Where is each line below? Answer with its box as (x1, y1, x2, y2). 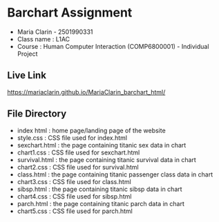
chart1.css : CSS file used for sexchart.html (17, 148, 140, 157)
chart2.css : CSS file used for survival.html (17, 163, 140, 171)
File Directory (7, 108, 67, 120)
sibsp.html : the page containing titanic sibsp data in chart (17, 185, 182, 193)
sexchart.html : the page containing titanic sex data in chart (17, 141, 187, 149)
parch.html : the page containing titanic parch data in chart (17, 199, 184, 208)
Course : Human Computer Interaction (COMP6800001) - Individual (17, 42, 209, 50)
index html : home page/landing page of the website (17, 126, 166, 134)
